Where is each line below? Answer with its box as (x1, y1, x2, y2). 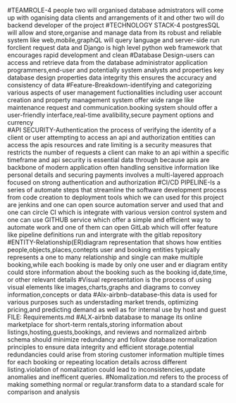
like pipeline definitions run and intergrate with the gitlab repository (7, 230, 202, 239)
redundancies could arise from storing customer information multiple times (7, 350, 225, 359)
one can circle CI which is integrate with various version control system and (7, 208, 228, 216)
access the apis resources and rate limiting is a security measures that (7, 141, 212, 149)
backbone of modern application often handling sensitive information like (7, 163, 220, 171)
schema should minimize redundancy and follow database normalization (7, 335, 217, 344)
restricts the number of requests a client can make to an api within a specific (7, 148, 230, 156)
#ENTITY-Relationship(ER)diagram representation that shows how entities (7, 238, 222, 246)
